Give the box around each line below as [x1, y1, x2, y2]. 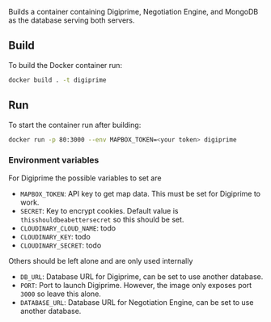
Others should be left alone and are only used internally [8, 256, 193, 265]
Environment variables [8, 155, 100, 166]
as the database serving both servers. [8, 15, 135, 25]
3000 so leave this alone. [19, 289, 101, 299]
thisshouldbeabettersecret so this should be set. [19, 214, 184, 224]
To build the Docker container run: [8, 60, 123, 70]
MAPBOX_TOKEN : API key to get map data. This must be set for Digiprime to [19, 189, 261, 198]
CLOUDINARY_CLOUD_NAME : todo [19, 222, 116, 233]
